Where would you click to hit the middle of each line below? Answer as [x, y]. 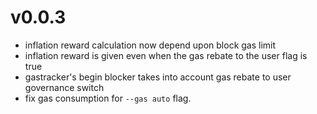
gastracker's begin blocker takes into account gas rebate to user [158, 77]
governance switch [64, 87]
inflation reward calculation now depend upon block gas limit [150, 45]
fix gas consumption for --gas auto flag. [108, 98]
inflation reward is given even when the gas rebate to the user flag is [166, 55]
